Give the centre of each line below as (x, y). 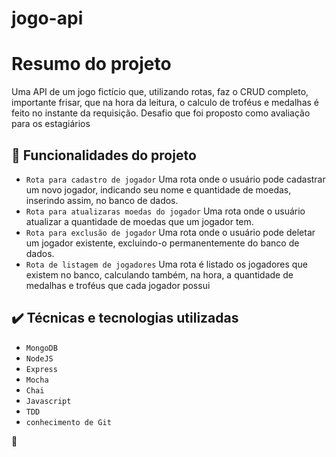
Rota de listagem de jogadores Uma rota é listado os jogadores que (166, 264)
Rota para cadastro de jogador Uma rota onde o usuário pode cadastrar (175, 179)
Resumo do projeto (91, 64)
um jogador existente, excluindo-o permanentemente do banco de (162, 243)
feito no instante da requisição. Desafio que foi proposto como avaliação (161, 113)
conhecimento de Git (68, 422)
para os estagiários (51, 124)
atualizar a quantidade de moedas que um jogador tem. (139, 221)
